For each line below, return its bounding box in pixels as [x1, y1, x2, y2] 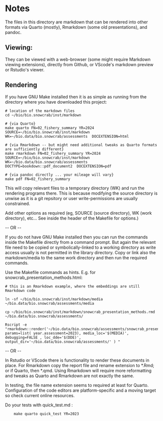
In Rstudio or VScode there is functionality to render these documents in [5, 357, 149, 363]
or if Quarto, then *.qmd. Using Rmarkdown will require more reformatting [5, 367, 152, 373]
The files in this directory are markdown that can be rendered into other [5, 19, 148, 25]
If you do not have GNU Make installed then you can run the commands [5, 234, 148, 240]
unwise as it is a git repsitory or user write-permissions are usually [5, 195, 138, 201]
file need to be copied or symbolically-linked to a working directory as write [5, 244, 156, 250]
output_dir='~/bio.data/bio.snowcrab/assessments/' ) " [5, 339, 120, 344]
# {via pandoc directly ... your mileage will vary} [5, 172, 114, 177]
